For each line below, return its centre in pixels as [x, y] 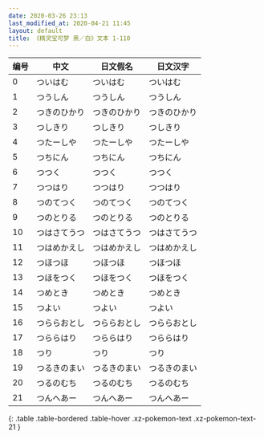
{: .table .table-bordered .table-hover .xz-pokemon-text [100, 419]
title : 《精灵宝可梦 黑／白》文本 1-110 [69, 38]
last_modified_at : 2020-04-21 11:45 [69, 23]
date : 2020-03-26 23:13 [48, 16]
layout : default [35, 30]
